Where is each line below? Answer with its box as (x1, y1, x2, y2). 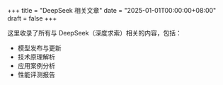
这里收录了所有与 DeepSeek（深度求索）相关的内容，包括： (7, 29, 182, 37)
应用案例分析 (17, 62, 55, 69)
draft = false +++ (7, 14, 57, 23)
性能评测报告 (17, 70, 55, 79)
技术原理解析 (17, 52, 55, 61)
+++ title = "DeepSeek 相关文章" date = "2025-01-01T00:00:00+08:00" (7, 6, 217, 14)
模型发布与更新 (17, 44, 62, 52)
